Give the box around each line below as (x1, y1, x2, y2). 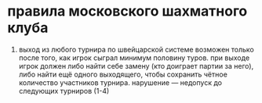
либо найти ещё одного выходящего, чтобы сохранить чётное (18, 69, 228, 79)
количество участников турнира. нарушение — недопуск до (18, 77, 223, 87)
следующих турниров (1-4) (18, 86, 110, 95)
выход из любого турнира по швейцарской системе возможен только (18, 44, 254, 54)
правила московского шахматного (7, 2, 248, 20)
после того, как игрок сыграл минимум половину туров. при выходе (18, 53, 250, 62)
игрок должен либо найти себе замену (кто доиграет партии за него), (18, 61, 254, 70)
